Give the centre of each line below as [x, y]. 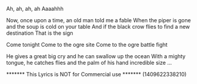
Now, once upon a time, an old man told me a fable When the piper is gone [98, 20]
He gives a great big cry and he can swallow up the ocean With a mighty [96, 56]
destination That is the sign [40, 33]
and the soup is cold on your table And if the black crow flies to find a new [98, 27]
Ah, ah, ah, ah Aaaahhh [35, 9]
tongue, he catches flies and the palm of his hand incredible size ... [89, 63]
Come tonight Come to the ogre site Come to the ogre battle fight [87, 45]
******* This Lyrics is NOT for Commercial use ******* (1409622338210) [96, 74]
